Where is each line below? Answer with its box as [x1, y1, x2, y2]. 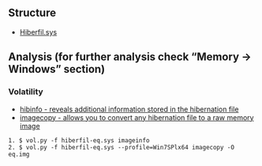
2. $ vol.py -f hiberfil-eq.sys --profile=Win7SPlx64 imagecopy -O [8, 143, 235, 151]
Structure [8, 6, 57, 20]
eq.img [8, 150, 30, 158]
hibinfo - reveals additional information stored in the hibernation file [19, 104, 239, 114]
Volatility [8, 86, 43, 97]
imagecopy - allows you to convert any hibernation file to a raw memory [19, 112, 254, 122]
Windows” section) [8, 62, 106, 76]
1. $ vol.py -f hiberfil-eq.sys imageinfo [8, 136, 150, 145]
